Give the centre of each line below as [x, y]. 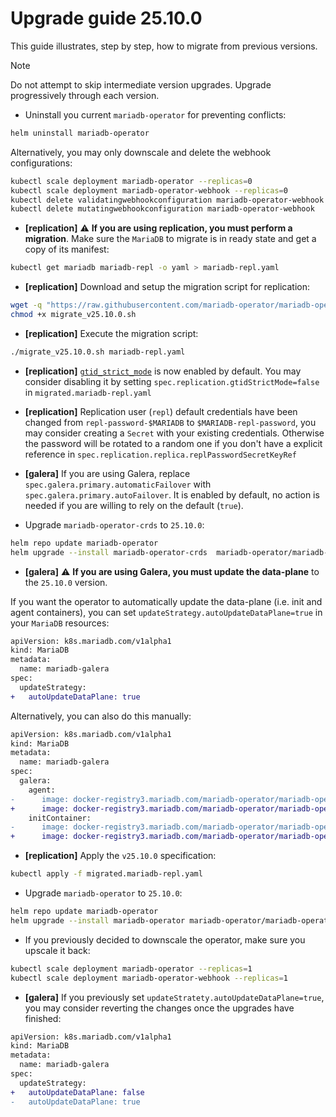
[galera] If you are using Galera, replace [107, 473]
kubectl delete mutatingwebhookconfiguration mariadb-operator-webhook [162, 209]
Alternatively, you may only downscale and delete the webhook [141, 152]
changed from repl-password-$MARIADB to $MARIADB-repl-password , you [170, 422]
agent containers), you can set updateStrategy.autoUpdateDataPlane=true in [166, 612]
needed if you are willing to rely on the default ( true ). [134, 505]
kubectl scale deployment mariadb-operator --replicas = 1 [131, 968]
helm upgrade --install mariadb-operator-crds [109, 552]
